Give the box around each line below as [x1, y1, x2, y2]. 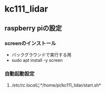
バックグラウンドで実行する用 [11, 52, 71, 57]
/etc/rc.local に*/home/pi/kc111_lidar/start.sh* [11, 82, 102, 88]
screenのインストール [4, 40, 56, 47]
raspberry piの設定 [4, 24, 62, 32]
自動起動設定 [4, 70, 35, 77]
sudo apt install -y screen [11, 57, 63, 63]
